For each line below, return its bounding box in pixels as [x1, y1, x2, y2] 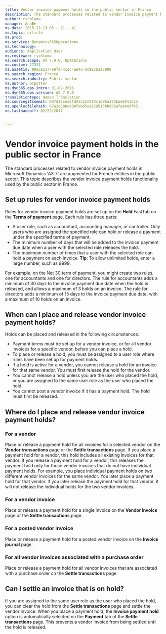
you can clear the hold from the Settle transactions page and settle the [5, 603, 151, 609]
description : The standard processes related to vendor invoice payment [5, 12, 158, 17]
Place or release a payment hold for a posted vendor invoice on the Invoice [5, 536, 159, 542]
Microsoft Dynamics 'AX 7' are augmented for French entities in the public [5, 170, 156, 176]
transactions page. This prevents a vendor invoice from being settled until [5, 619, 157, 625]
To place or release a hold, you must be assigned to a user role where [12, 351, 155, 357]
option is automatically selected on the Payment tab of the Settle [5, 613, 138, 619]
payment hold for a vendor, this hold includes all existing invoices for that [5, 452, 154, 458]
